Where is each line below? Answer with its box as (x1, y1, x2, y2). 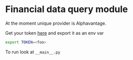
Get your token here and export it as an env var (5, 30, 104, 36)
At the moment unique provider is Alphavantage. (5, 20, 107, 26)
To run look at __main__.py (5, 49, 60, 55)
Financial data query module (5, 4, 128, 15)
